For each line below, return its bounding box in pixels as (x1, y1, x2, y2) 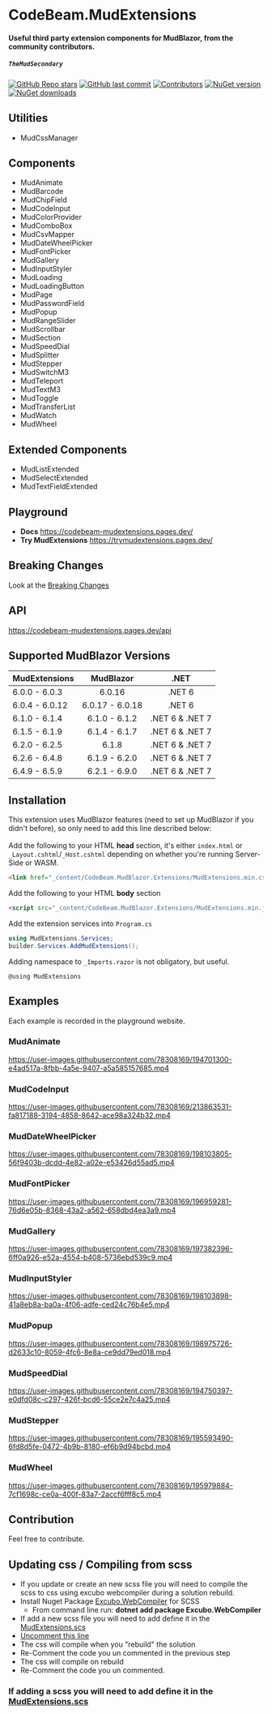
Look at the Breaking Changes (8, 580, 109, 590)
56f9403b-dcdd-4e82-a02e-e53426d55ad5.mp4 (8, 1158, 176, 1168)
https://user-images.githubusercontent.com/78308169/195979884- (8, 1480, 233, 1490)
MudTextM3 (19, 385, 61, 394)
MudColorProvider (19, 213, 83, 222)
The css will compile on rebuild (19, 1657, 124, 1667)
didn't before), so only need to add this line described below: (8, 824, 212, 833)
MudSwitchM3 (19, 368, 70, 377)
